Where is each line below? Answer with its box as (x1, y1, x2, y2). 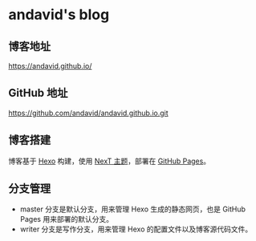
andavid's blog (8, 6, 110, 24)
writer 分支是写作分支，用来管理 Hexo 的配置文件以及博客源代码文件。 (19, 224, 253, 234)
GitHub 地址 (8, 86, 68, 100)
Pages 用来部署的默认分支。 (19, 215, 114, 224)
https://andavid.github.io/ (8, 62, 92, 70)
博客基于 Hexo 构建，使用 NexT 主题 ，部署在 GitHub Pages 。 (8, 156, 211, 166)
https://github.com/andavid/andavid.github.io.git (8, 108, 169, 118)
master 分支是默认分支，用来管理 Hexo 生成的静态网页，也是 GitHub (19, 204, 246, 214)
